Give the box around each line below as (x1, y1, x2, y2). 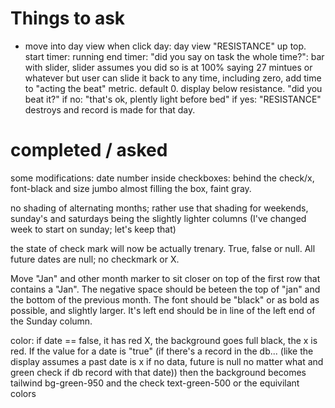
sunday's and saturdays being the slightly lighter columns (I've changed (10, 212, 307, 224)
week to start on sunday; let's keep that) (10, 223, 177, 235)
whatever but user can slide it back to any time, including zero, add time (24, 72, 322, 84)
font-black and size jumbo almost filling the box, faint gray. (10, 182, 252, 194)
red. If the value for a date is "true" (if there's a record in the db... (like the (10, 345, 314, 357)
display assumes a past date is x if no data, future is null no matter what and (10, 355, 324, 367)
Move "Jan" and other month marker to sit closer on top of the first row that (10, 272, 321, 284)
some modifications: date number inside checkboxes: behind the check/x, (10, 172, 315, 184)
